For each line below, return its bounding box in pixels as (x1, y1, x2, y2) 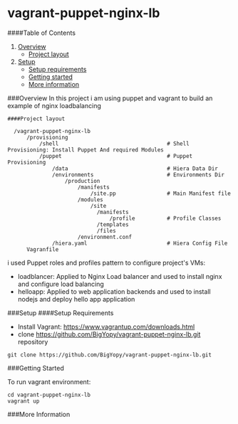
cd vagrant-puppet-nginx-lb (7, 391, 91, 398)
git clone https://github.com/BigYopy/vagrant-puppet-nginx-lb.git (7, 351, 212, 359)
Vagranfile (26, 245, 59, 253)
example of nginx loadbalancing (7, 101, 101, 110)
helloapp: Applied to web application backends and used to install (17, 287, 212, 296)
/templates (96, 221, 130, 228)
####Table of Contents (7, 28, 76, 37)
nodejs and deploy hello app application (17, 295, 135, 303)
